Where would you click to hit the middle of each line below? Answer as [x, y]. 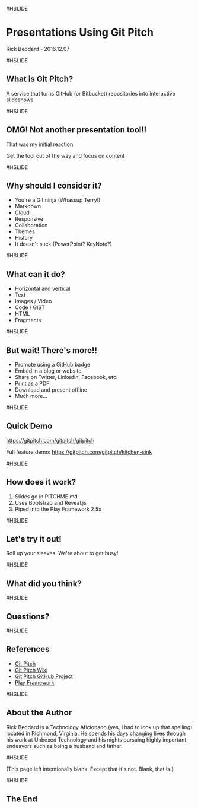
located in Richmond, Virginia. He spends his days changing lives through [96, 733]
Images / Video [33, 301]
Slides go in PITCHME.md [46, 496]
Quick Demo [29, 426]
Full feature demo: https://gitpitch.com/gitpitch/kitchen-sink [79, 452]
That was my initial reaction [40, 144]
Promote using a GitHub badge [52, 365]
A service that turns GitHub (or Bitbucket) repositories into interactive [91, 93]
